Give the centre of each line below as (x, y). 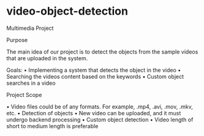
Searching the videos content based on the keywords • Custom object (95, 76)
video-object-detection (67, 11)
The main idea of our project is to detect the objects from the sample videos (102, 52)
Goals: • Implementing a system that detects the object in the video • (94, 70)
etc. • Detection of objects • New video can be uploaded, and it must (94, 113)
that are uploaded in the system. (47, 58)
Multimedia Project (30, 28)
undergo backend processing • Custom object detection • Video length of (100, 120)
